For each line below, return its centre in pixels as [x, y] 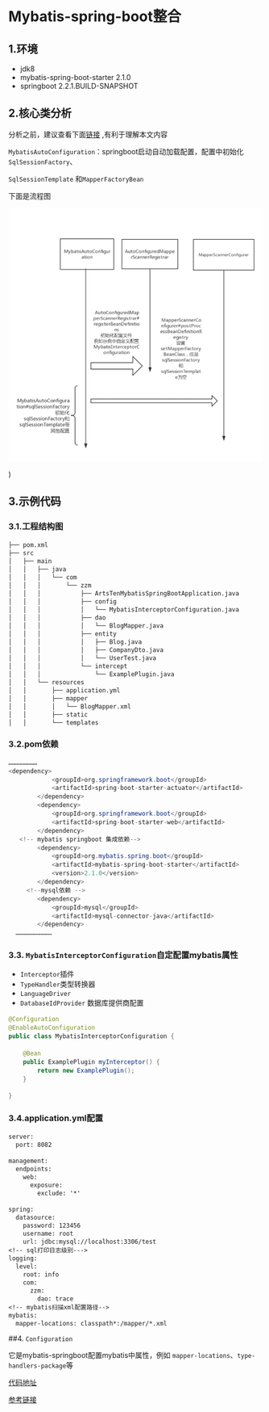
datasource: [36, 1217]
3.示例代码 [35, 502]
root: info [41, 1274]
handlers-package [37, 1366]
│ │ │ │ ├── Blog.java [75, 642]
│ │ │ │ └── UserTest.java [83, 658]
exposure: [46, 1185]
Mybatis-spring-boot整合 [95, 17]
